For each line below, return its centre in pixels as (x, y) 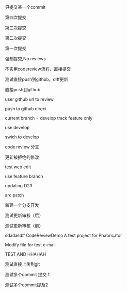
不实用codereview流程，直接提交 (38, 69)
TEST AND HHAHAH (25, 254)
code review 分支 (22, 147)
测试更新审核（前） (24, 226)
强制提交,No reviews (25, 59)
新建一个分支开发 (22, 205)
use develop (17, 127)
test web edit (18, 167)
